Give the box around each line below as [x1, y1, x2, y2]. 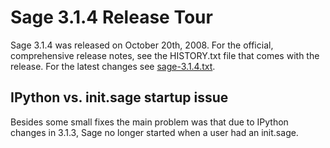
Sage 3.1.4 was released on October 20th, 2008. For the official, [10, 39, 274, 51]
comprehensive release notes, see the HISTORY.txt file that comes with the [10, 49, 320, 61]
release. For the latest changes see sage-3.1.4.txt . [10, 60, 216, 72]
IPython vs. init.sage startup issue [10, 89, 229, 106]
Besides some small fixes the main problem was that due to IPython [10, 116, 289, 128]
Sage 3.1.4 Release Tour [10, 6, 213, 29]
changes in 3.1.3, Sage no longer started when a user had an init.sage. [10, 126, 299, 138]
